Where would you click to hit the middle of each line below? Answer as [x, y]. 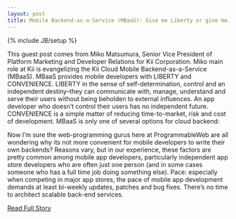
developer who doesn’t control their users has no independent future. [108, 106]
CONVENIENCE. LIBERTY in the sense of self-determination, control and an [117, 84]
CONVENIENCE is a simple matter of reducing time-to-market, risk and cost [117, 114]
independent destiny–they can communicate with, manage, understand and [117, 91]
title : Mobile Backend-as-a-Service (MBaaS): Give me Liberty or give [113, 20]
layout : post [26, 14]
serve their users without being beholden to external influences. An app [111, 98]
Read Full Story [29, 208]
